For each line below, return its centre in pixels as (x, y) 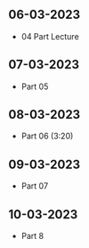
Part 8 (32, 236)
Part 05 (35, 86)
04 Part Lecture (50, 36)
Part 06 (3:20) (47, 136)
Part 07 (35, 186)
